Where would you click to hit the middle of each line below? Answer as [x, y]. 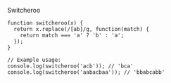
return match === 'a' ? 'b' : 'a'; [72, 35]
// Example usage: [34, 60]
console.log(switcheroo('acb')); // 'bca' [70, 66]
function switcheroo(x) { [45, 23]
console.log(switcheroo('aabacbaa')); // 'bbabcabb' [86, 72]
